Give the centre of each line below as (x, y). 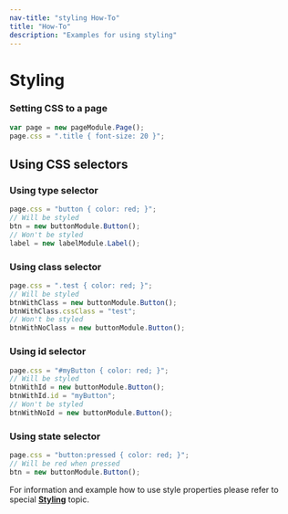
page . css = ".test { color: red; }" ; (81, 285)
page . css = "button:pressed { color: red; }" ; (99, 456)
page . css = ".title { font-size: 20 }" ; (87, 136)
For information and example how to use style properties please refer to (144, 489)
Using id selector (48, 351)
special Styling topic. (49, 499)
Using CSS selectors (69, 164)
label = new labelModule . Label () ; (75, 243)
